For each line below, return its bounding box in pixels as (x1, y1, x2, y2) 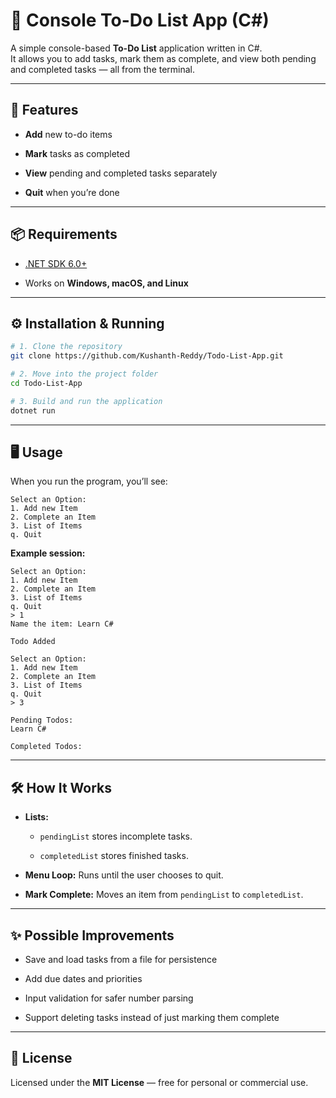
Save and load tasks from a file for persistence (24, 954, 218, 966)
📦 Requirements (10, 226, 118, 243)
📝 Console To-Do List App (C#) (10, 9, 270, 32)
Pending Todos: (10, 715, 74, 726)
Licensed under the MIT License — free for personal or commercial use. (10, 1076, 309, 1088)
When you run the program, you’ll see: (10, 475, 168, 488)
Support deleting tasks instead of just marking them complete (24, 1012, 280, 1024)
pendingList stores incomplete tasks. (39, 830, 193, 843)
